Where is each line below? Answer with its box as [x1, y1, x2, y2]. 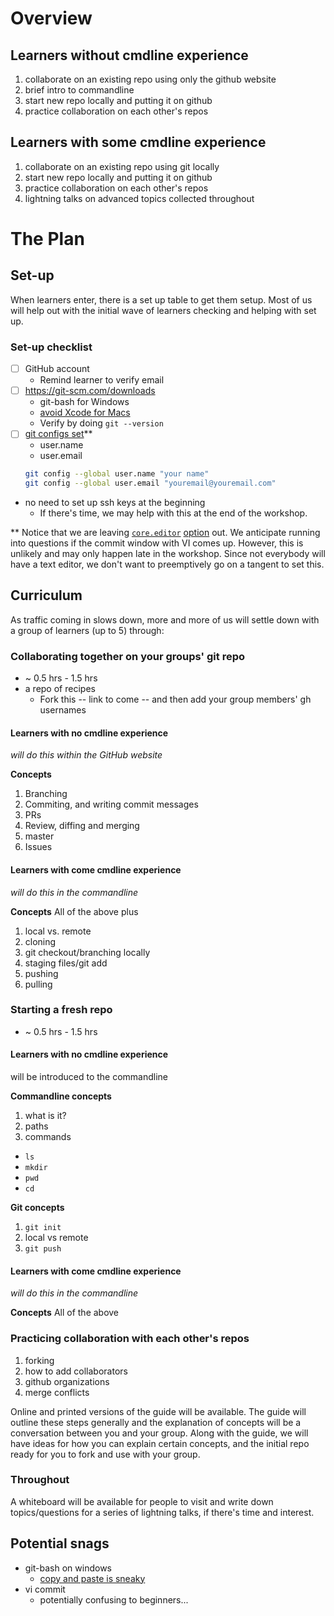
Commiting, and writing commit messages [24, 798, 199, 811]
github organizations [24, 1375, 110, 1387]
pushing [24, 967, 59, 979]
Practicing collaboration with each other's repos [10, 1332, 250, 1346]
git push [24, 1244, 62, 1254]
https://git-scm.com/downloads [24, 385, 156, 397]
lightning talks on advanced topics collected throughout [24, 192, 255, 204]
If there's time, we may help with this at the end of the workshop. [39, 507, 308, 519]
